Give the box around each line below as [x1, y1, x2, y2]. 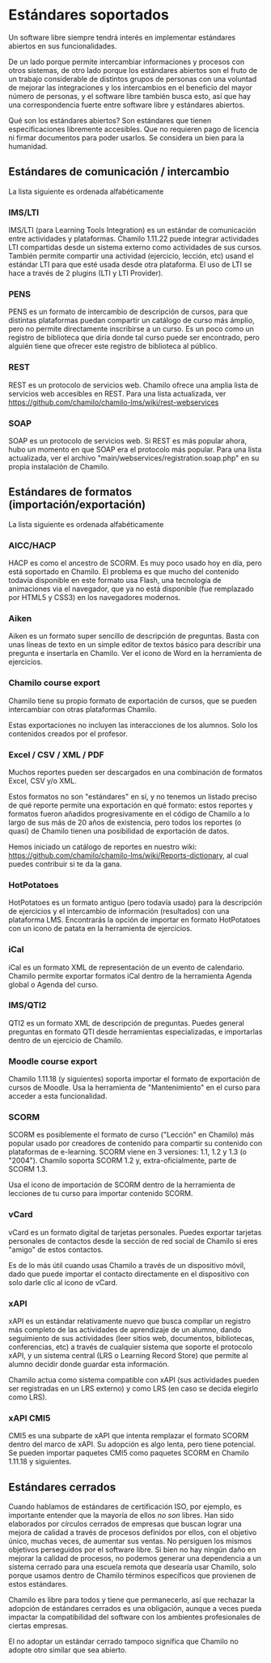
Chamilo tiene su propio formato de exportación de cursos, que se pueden [8, 696, 257, 705]
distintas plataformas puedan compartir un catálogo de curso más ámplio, [8, 315, 255, 325]
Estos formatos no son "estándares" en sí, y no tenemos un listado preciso [8, 791, 257, 801]
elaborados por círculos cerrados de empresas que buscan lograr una [8, 1519, 242, 1529]
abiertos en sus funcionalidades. [8, 41, 117, 50]
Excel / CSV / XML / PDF [8, 748, 104, 760]
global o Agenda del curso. [8, 979, 99, 989]
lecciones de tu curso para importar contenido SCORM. [8, 1189, 193, 1198]
